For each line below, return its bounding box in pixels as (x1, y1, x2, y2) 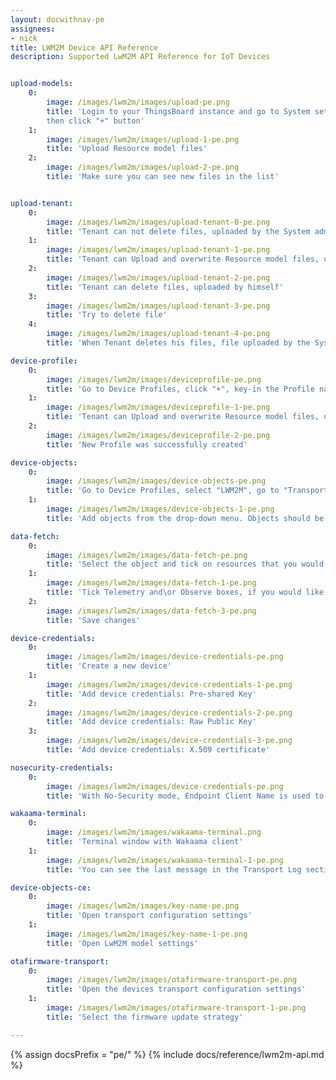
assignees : (10, 24, 56, 34)
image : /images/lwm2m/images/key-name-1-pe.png (46, 929, 248, 939)
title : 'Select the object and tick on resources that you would (46, 559, 325, 570)
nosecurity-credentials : (10, 762, 114, 773)
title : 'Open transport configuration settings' (46, 911, 253, 921)
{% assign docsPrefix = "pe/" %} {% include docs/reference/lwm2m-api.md (10, 1048, 325, 1060)
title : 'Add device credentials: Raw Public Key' (46, 717, 257, 727)
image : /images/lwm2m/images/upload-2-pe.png (46, 162, 240, 173)
